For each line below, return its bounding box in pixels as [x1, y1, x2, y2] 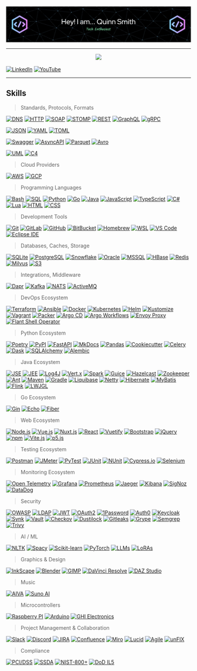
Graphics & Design [20, 556, 66, 563]
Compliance [20, 647, 50, 654]
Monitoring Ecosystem [20, 468, 75, 475]
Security [20, 497, 41, 504]
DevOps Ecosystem [20, 294, 69, 301]
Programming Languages [20, 184, 82, 191]
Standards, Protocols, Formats [20, 104, 94, 111]
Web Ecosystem [20, 417, 60, 424]
